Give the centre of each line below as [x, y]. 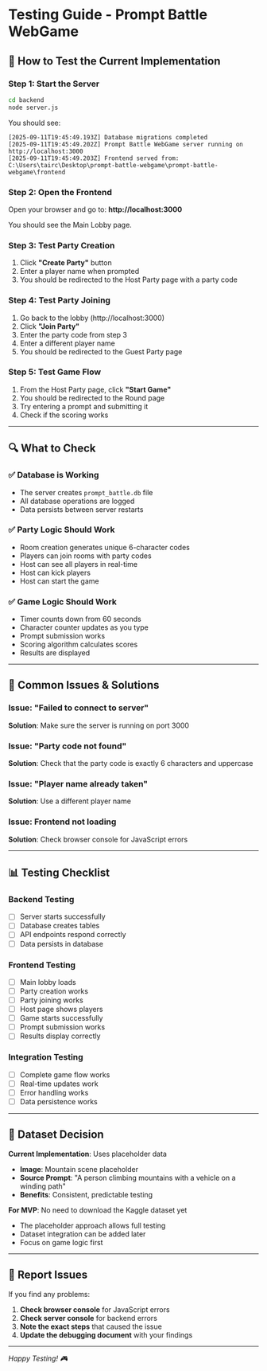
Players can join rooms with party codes [86, 556]
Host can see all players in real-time [78, 564]
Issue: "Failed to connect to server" [79, 708]
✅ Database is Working [54, 475]
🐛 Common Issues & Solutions [84, 685]
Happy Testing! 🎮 [38, 1358]
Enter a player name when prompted [79, 271]
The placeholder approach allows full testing [93, 1225]
